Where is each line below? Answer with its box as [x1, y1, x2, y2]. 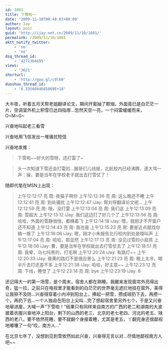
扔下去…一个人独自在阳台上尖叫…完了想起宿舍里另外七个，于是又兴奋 [18, 297, 162, 303]
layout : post [5, 26, 32, 31]
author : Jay [5, 21, 30, 26]
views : [5, 63, 19, 68]
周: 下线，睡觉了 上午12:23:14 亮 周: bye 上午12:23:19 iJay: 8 [17, 268, 141, 274]
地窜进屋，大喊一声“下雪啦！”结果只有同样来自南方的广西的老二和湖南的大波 [5, 303, 162, 309]
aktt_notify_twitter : [5, 40, 50, 45]
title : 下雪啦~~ [5, 12, 37, 17]
